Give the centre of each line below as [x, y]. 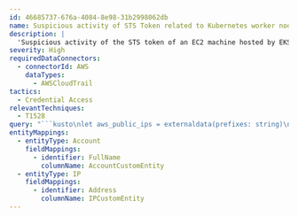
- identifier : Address [74, 190]
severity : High [37, 50]
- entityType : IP [49, 174]
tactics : [25, 91]
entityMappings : [39, 133]
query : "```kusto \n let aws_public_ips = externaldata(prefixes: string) [146, 125]
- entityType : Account [59, 141]
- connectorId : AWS [53, 67]
